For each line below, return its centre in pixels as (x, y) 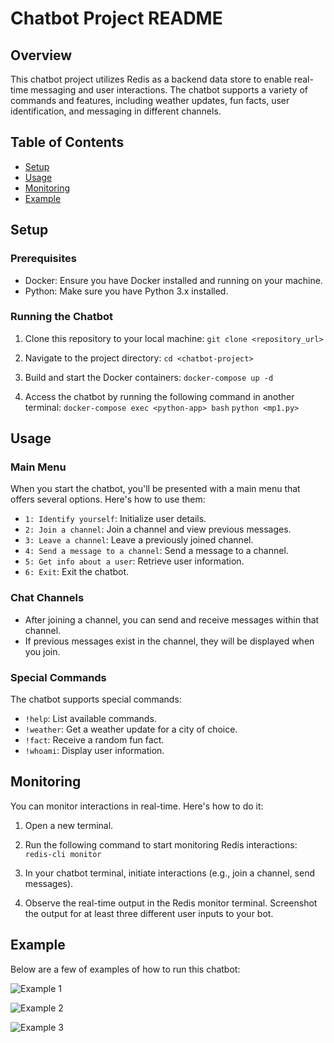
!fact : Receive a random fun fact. (94, 740)
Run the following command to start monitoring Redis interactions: (161, 844)
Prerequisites (43, 259)
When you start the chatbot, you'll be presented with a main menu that (155, 489)
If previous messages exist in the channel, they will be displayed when (169, 641)
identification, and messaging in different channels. (116, 111)
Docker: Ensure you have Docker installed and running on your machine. (173, 280)
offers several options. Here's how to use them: (108, 499)
